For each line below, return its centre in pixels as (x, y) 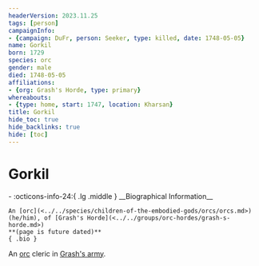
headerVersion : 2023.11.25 (53, 16)
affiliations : (32, 82)
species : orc (30, 61)
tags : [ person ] (34, 23)
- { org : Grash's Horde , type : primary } (75, 90)
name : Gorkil (30, 46)
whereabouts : (30, 97)
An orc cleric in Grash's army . (57, 253)
